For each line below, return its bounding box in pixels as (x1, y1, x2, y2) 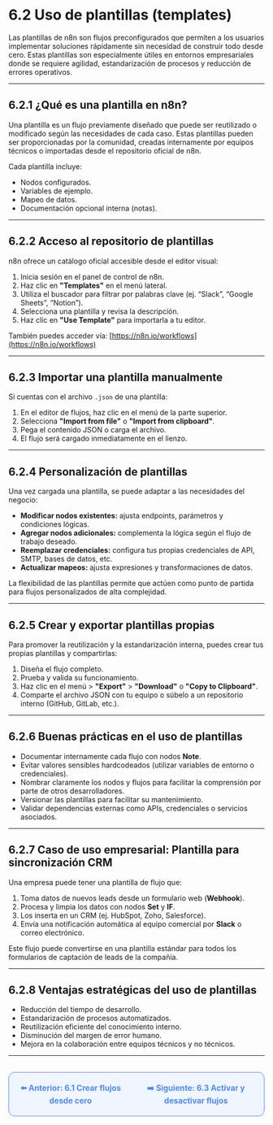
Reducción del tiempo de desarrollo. (19, 1005, 142, 1014)
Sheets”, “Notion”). (19, 298, 84, 307)
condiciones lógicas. (19, 519, 90, 529)
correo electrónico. (19, 927, 85, 937)
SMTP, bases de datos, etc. (19, 554, 113, 564)
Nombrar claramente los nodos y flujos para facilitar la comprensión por (19, 777, 262, 787)
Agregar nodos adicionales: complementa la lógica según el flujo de (19, 528, 252, 538)
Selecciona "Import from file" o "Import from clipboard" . (19, 416, 215, 426)
